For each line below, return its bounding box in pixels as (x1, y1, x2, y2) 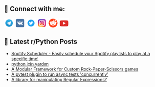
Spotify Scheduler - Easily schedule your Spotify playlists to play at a (11, 50, 150, 56)
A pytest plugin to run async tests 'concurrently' (11, 71, 109, 77)
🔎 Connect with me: (4, 5, 65, 13)
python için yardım (11, 61, 49, 66)
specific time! (11, 56, 39, 62)
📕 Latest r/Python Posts (4, 38, 78, 46)
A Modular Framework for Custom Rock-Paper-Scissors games (11, 66, 138, 72)
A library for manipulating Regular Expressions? (11, 76, 107, 82)
